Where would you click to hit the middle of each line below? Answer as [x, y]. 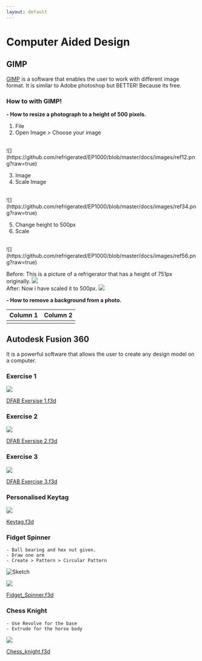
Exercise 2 [22, 416]
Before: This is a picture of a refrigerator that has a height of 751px [89, 274]
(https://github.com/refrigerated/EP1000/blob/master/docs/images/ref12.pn [101, 157]
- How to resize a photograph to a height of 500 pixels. [76, 114]
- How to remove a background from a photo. [64, 300]
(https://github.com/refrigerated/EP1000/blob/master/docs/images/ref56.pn [101, 256]
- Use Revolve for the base [42, 623]
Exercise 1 [22, 376]
